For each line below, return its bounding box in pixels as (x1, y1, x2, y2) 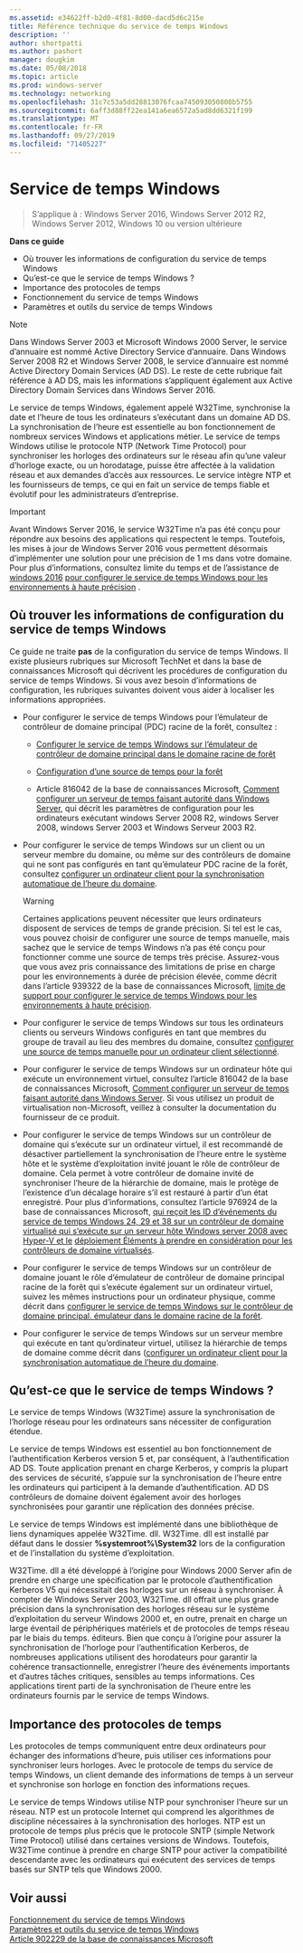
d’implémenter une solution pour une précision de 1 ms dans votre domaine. (9, 552, 292, 563)
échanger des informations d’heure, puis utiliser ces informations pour (9, 1750, 271, 1761)
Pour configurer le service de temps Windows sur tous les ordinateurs (22, 1017, 284, 1028)
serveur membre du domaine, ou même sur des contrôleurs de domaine (22, 848, 291, 860)
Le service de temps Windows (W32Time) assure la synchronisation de (9, 1407, 276, 1418)
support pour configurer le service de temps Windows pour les (22, 990, 258, 1000)
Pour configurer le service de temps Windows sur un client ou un (22, 839, 265, 850)
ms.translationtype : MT (9, 114, 99, 123)
